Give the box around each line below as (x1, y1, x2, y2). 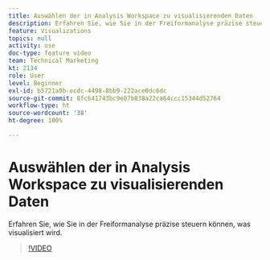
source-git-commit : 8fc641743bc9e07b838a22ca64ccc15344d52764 (8, 94, 221, 102)
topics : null (8, 34, 52, 43)
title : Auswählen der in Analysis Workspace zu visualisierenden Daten (8, 11, 253, 20)
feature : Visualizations (8, 27, 92, 35)
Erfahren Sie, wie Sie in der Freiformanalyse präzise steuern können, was (8, 219, 251, 229)
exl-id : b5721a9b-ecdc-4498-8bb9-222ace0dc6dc (8, 86, 167, 95)
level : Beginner (8, 79, 63, 87)
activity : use (8, 42, 56, 50)
